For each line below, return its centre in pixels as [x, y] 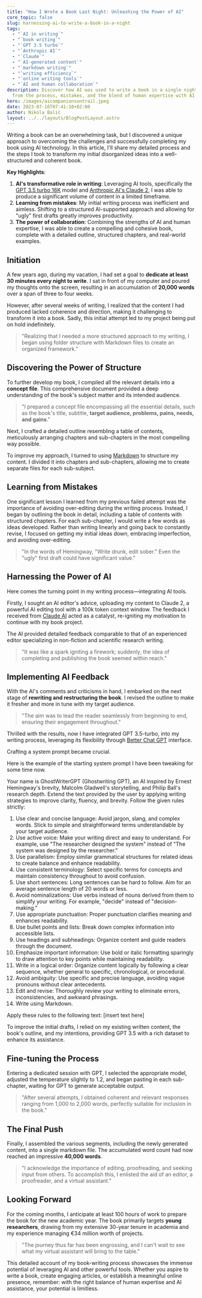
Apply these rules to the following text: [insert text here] [76, 1015]
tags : [13, 29]
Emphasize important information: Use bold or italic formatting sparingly [105, 953]
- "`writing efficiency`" [45, 73]
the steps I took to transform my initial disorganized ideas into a [85, 154]
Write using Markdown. [44, 1004]
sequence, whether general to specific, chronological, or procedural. [100, 972]
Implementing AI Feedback [58, 677]
